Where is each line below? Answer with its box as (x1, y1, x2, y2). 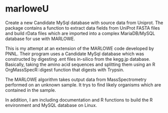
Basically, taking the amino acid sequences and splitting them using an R (5, 61, 155, 67)
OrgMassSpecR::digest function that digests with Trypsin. (5, 66, 124, 73)
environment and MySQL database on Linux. (5, 102, 97, 108)
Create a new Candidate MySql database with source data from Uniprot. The (5, 20, 163, 26)
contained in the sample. (5, 87, 56, 93)
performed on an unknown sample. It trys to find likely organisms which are (5, 81, 161, 88)
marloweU (5, 3, 49, 15)
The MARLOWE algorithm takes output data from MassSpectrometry (5, 76, 147, 82)
